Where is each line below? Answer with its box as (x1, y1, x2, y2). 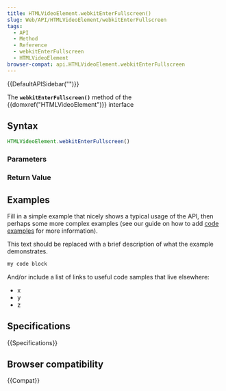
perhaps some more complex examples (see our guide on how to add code (7, 219, 219, 227)
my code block (7, 260, 48, 267)
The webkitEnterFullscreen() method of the (7, 93, 132, 101)
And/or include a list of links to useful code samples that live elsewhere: (7, 273, 210, 281)
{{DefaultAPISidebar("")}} (7, 79, 79, 88)
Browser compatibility (7, 359, 104, 370)
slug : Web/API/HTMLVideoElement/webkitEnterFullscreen (7, 16, 167, 23)
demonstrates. (7, 247, 48, 255)
